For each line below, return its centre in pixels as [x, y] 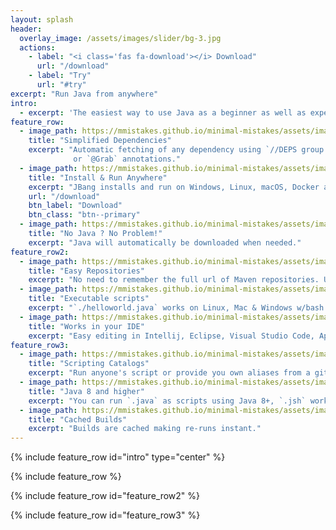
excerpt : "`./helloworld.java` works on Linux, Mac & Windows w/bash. [178, 308]
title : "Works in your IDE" [86, 326]
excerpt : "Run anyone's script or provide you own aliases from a [169, 373]
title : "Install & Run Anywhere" [98, 177]
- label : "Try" [60, 76]
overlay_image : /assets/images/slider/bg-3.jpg [120, 38]
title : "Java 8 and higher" [86, 391]
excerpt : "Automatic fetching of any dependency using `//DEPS [163, 150]
